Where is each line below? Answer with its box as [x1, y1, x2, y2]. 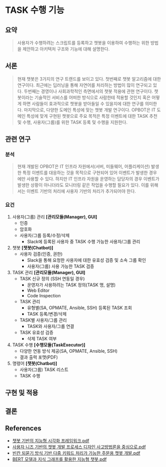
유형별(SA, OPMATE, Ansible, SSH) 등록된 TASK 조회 [27, 305, 132, 311]
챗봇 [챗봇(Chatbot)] [12, 244, 53, 250]
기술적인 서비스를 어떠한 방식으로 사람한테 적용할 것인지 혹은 [34, 94, 151, 100]
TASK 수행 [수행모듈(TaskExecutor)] [12, 342, 85, 348]
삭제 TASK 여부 [27, 335, 57, 341]
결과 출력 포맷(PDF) [19, 354, 58, 360]
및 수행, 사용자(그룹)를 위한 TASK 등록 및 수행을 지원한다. [17, 119, 127, 125]
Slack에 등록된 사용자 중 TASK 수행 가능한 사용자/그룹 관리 [27, 238, 141, 244]
